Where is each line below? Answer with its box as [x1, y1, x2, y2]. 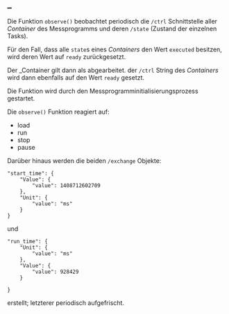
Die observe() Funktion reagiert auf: [7, 107, 110, 116]
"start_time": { [7, 170, 54, 177]
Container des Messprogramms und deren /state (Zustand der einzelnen [7, 24, 217, 33]
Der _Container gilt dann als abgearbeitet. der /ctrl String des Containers [7, 66, 219, 74]
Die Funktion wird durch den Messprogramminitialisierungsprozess [7, 87, 199, 95]
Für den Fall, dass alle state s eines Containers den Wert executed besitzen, [7, 45, 222, 53]
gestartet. [7, 94, 35, 103]
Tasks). [7, 31, 28, 40]
